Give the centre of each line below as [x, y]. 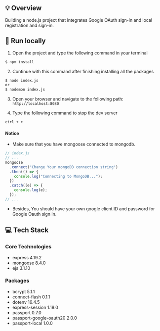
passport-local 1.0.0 [32, 323]
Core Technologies [28, 247]
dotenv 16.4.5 [26, 302]
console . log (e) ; [31, 190]
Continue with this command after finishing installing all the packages [83, 71]
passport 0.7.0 [27, 312]
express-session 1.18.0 [35, 307]
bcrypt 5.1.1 [23, 291]
